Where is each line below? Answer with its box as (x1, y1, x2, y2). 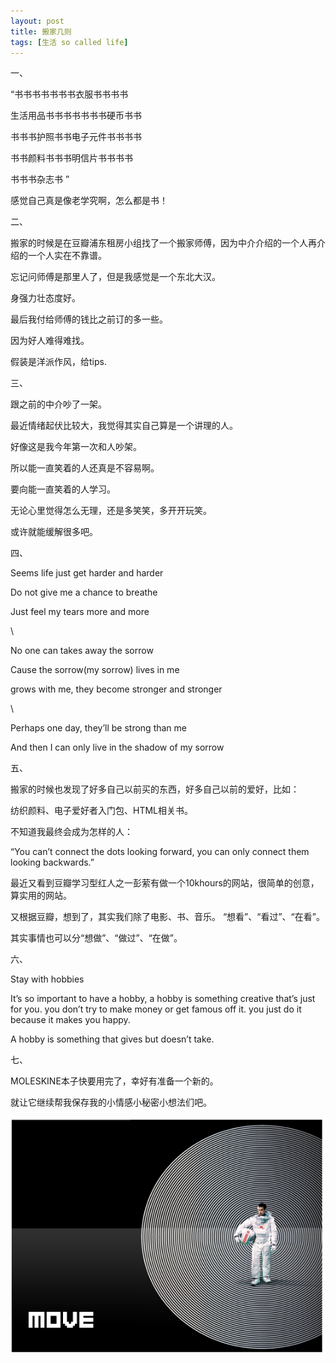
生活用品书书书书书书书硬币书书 (10, 110, 142, 122)
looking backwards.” (10, 856, 95, 869)
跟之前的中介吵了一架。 (10, 398, 107, 410)
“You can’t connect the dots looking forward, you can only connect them (10, 846, 310, 858)
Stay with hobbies (10, 973, 85, 985)
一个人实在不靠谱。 (27, 250, 107, 262)
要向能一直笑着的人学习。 (10, 483, 116, 495)
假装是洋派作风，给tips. (10, 356, 107, 368)
